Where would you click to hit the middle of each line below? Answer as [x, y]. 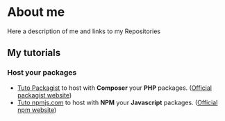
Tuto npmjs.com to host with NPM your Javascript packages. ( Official [117, 102]
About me [36, 12]
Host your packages [42, 73]
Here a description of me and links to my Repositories [84, 31]
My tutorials [34, 53]
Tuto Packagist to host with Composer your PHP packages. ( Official [114, 88]
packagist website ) [44, 95]
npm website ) [37, 110]
